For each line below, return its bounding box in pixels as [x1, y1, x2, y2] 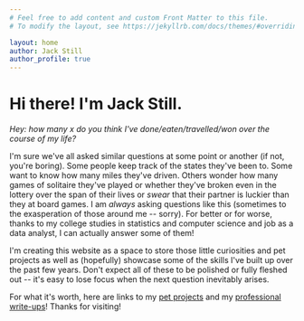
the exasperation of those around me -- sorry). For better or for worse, [9, 209, 273, 220]
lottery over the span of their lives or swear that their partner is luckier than [9, 189, 290, 200]
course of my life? [9, 133, 77, 145]
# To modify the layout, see [9, 22, 119, 31]
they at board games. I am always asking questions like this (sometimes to [9, 199, 287, 210]
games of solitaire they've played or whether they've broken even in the [9, 180, 278, 191]
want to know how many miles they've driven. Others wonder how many [9, 170, 279, 181]
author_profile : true [9, 55, 91, 64]
